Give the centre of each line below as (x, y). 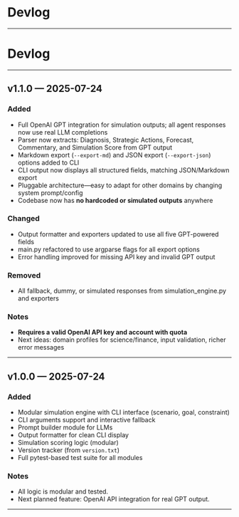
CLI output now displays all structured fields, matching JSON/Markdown (123, 170)
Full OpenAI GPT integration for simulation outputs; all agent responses (122, 125)
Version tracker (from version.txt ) (68, 450)
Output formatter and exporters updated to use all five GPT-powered (118, 234)
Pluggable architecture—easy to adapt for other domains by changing (120, 185)
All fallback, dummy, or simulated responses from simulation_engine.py (122, 291)
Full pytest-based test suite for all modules (80, 458)
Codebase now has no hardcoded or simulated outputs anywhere (115, 200)
